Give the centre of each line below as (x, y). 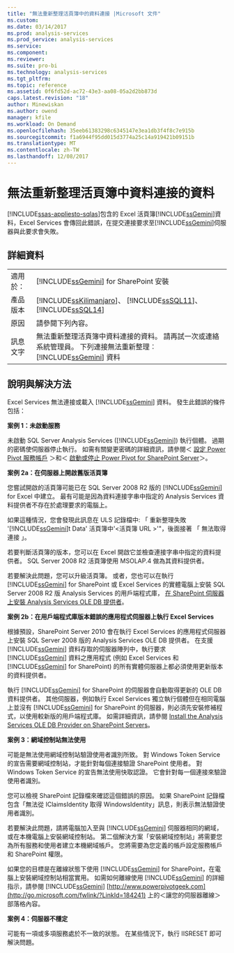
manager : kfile (29, 117)
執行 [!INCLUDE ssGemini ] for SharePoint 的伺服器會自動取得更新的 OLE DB (115, 690)
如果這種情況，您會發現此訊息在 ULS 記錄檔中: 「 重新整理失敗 (97, 520)
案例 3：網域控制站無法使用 (47, 740)
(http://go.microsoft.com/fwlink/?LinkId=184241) (77, 895)
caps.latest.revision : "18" (48, 98)
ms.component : (28, 53)
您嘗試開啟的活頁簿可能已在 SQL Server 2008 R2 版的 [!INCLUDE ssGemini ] (115, 488)
